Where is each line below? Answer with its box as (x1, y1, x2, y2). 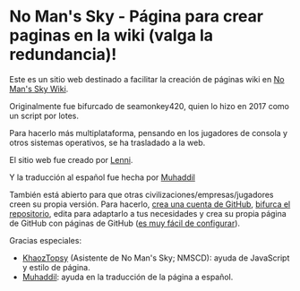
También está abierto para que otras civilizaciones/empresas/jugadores (9, 189, 274, 200)
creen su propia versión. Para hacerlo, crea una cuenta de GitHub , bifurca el (9, 199, 291, 210)
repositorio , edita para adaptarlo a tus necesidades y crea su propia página (9, 208, 287, 218)
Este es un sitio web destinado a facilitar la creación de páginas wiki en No (9, 73, 285, 84)
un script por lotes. (9, 110, 79, 121)
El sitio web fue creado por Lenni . (9, 154, 133, 165)
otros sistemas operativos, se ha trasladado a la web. (9, 137, 206, 148)
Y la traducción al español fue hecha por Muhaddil (9, 172, 195, 183)
